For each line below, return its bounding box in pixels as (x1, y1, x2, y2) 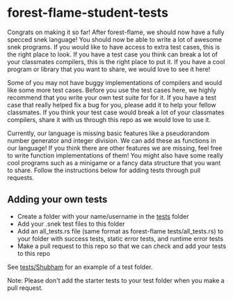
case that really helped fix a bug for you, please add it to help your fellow (7, 100, 216, 109)
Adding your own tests (7, 194, 108, 206)
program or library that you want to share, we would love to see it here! (7, 65, 211, 73)
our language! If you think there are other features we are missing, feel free (7, 144, 223, 152)
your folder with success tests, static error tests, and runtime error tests (17, 234, 224, 243)
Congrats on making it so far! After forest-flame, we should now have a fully (7, 28, 225, 36)
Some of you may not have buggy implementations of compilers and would (7, 78, 223, 86)
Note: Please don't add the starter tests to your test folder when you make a (7, 276, 225, 284)
